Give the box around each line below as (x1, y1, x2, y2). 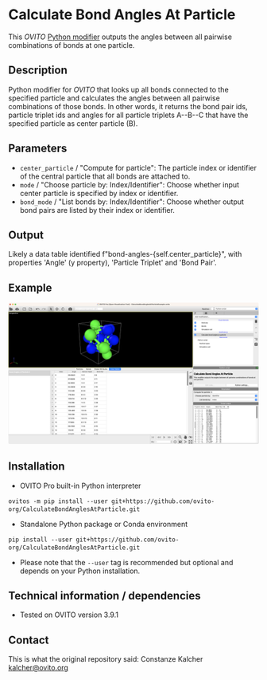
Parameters (8, 142, 68, 155)
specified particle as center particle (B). (8, 118, 138, 128)
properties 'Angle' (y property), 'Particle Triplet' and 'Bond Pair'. (8, 257, 217, 268)
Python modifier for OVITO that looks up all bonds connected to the (8, 85, 229, 94)
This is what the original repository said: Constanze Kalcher (8, 654, 203, 664)
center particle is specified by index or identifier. (19, 188, 179, 198)
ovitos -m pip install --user (8, 497, 109, 505)
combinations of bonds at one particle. (8, 40, 135, 49)
